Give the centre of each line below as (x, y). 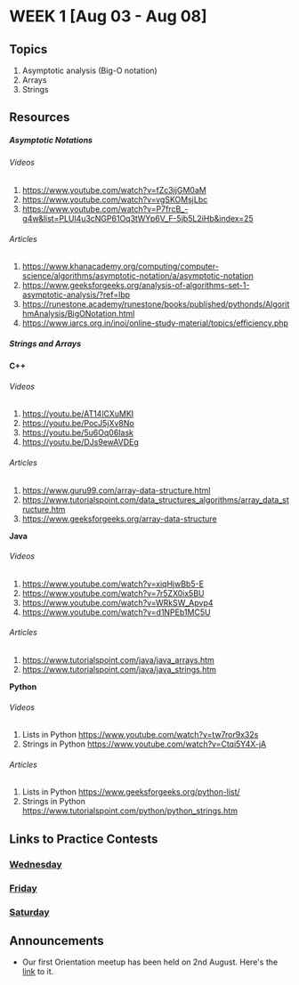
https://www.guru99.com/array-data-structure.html (116, 490)
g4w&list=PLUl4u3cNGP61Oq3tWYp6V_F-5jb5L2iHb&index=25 (137, 218)
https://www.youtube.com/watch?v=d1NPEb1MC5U (116, 612)
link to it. (38, 972)
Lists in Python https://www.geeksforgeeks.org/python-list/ (131, 792)
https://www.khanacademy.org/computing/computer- (121, 266)
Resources (40, 117)
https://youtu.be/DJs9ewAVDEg (81, 442)
